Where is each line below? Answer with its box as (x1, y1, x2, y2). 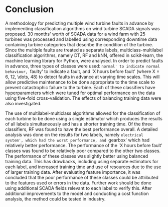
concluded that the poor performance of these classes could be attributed (5, 174, 159, 180)
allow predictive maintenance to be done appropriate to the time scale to (5, 79, 155, 85)
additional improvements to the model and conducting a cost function (5, 190, 149, 196)
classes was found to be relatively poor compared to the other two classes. (5, 148, 161, 154)
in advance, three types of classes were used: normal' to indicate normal (5, 63, 160, 69)
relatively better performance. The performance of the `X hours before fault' (5, 142, 163, 148)
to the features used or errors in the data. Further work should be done (5, 180, 151, 186)
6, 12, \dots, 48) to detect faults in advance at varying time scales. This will (5, 74, 160, 80)
